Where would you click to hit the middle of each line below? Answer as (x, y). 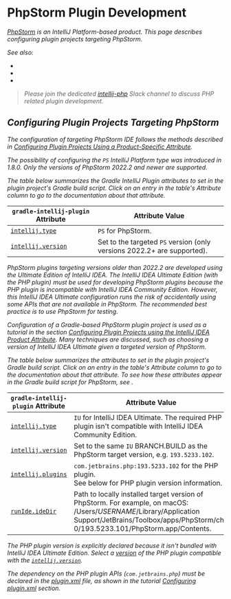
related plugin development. (64, 101)
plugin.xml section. (34, 588)
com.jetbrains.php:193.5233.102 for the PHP (146, 465)
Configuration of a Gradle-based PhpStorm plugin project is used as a (107, 324)
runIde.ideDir (34, 511)
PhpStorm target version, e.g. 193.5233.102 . (144, 454)
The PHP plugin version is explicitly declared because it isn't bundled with (112, 545)
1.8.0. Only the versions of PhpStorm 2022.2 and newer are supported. (107, 167)
